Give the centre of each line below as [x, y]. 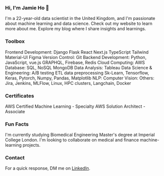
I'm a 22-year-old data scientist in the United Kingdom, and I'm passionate [80, 19]
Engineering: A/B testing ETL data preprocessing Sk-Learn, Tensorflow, [77, 73]
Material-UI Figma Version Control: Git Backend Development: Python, [76, 57]
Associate [15, 111]
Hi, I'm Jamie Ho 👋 [27, 8]
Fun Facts [17, 124]
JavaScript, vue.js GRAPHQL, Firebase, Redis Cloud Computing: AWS [75, 62]
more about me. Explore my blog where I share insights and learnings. [76, 29]
